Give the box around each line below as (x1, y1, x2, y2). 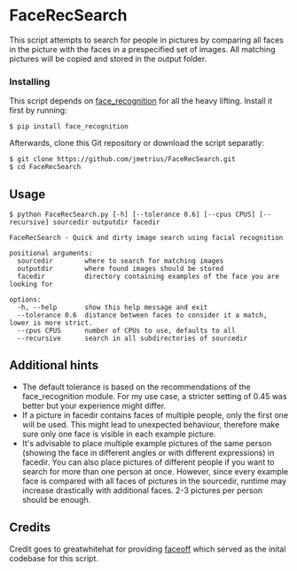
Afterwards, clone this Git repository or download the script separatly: (9, 138, 264, 149)
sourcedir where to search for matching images (17, 257, 224, 266)
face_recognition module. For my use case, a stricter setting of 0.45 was (21, 390, 287, 401)
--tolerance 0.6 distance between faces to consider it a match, (17, 311, 268, 320)
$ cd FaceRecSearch (9, 163, 82, 172)
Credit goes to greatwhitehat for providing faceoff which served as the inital (9, 544, 286, 554)
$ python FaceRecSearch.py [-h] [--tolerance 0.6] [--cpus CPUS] (9, 210, 255, 220)
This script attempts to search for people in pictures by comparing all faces (9, 35, 284, 45)
